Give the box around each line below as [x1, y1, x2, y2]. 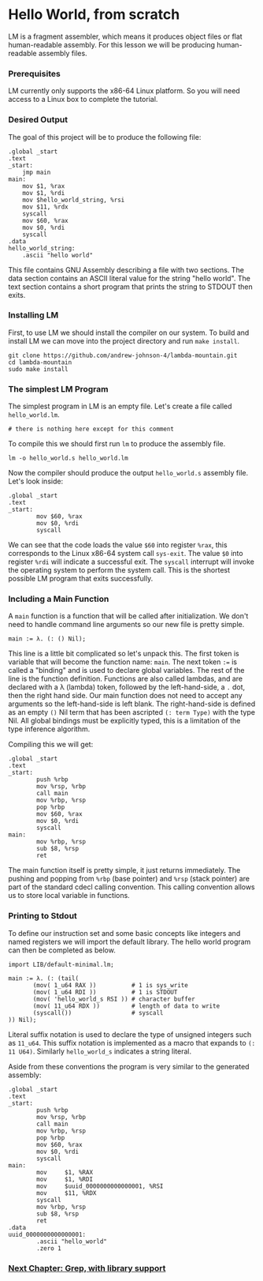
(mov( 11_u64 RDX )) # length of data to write [32, 1001, 220, 1010]
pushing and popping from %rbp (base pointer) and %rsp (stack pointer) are [8, 874, 250, 884]
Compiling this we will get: [8, 740, 94, 749]
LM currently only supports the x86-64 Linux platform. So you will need [8, 86, 240, 96]
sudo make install [8, 365, 69, 373]
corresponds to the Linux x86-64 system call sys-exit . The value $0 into [8, 549, 243, 558]
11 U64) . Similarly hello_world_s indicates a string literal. [8, 1046, 192, 1056]
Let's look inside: [8, 476, 64, 486]
